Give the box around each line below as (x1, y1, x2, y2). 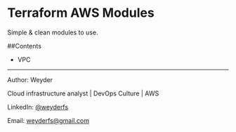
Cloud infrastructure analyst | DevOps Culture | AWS (7, 89, 159, 98)
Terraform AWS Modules (7, 5, 155, 21)
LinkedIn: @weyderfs (7, 103, 69, 111)
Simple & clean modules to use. (7, 28, 98, 37)
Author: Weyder (7, 75, 53, 84)
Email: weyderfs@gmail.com (7, 116, 90, 124)
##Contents (7, 41, 42, 50)
